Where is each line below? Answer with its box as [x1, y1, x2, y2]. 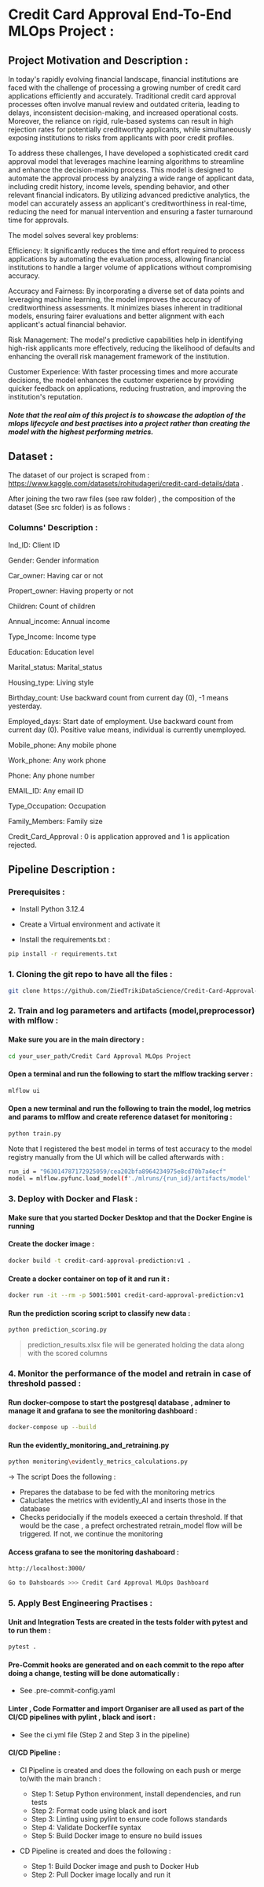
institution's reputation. [8, 392, 83, 401]
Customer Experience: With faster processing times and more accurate [8, 367, 238, 376]
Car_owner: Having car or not [8, 570, 104, 580]
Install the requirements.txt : [19, 935, 111, 945]
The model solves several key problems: [8, 231, 139, 240]
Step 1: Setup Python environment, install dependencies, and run [31, 1789, 241, 1798]
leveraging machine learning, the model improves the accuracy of [8, 295, 222, 304]
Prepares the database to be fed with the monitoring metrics [19, 1488, 215, 1497]
